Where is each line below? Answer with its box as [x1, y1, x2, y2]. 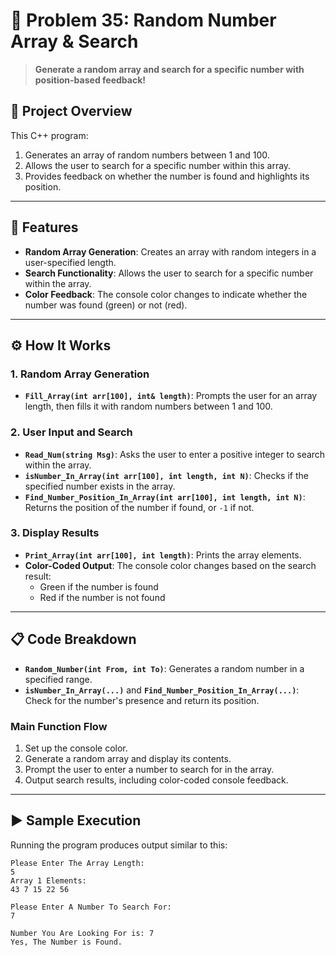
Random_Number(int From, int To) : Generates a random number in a [24, 662, 305, 674]
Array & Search [10, 30, 139, 53]
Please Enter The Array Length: [10, 858, 145, 868]
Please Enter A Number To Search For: [10, 902, 172, 912]
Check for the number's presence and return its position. [24, 694, 260, 706]
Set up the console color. [24, 742, 128, 754]
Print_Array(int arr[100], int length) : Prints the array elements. [24, 549, 302, 561]
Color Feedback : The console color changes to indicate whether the [24, 288, 308, 300]
